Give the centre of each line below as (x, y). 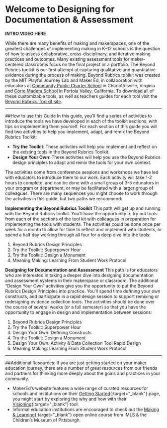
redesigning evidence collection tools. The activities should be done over (80, 301)
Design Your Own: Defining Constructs (52, 332)
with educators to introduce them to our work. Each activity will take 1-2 (79, 177)
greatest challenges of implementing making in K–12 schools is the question (83, 48)
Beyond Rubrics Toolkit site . (34, 101)
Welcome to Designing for (60, 9)
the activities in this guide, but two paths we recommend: (64, 198)
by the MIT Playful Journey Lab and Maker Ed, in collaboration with (74, 80)
